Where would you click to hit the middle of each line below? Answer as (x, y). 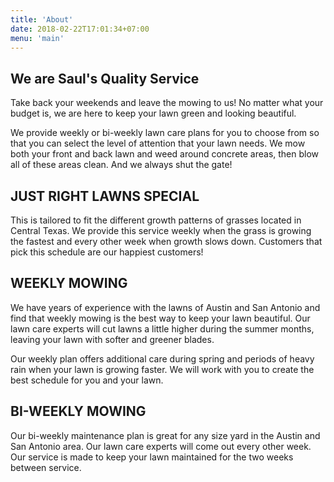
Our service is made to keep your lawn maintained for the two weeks (152, 457)
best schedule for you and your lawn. (87, 380)
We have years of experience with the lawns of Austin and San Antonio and (165, 307)
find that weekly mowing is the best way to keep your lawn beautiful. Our (160, 318)
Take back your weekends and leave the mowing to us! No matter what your (167, 103)
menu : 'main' (37, 38)
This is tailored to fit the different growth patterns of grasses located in (156, 220)
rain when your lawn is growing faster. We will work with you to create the (162, 369)
